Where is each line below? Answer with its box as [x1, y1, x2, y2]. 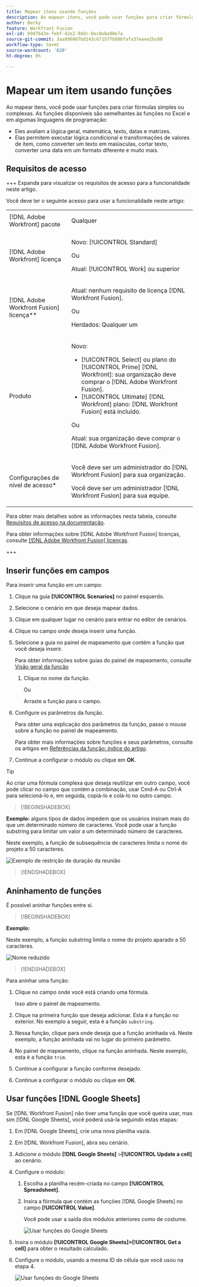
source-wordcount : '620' [6, 48, 68, 54]
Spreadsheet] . [23, 1186, 60, 1193]
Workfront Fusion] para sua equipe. [70, 492, 170, 500]
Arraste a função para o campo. [23, 698, 102, 705]
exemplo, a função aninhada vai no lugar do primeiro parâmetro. [14, 1036, 172, 1043]
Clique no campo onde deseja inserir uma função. [14, 628, 137, 635]
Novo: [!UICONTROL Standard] [70, 238, 158, 247]
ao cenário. [14, 1157, 43, 1164]
